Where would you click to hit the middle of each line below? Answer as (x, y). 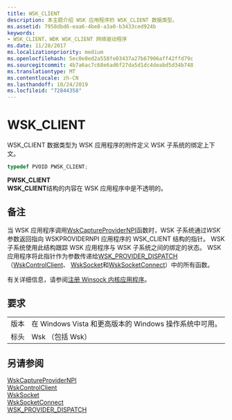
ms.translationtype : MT (42, 71)
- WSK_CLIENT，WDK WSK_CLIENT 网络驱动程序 (67, 39)
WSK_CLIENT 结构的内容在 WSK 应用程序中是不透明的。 (87, 188)
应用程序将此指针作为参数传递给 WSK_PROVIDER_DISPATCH (92, 256)
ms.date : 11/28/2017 (37, 46)
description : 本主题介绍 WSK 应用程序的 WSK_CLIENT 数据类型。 (92, 20)
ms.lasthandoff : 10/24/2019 (48, 84)
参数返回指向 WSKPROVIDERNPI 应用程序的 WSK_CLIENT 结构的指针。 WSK (116, 239)
